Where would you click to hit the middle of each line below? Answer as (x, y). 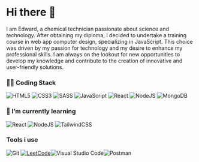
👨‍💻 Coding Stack (31, 82)
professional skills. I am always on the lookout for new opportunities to (93, 54)
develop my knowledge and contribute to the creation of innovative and (94, 61)
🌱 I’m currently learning (41, 112)
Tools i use (22, 140)
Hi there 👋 (31, 12)
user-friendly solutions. (35, 67)
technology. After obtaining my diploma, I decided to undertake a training (97, 35)
